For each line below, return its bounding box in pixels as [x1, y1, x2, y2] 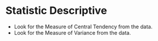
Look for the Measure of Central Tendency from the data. [14, 23, 153, 30]
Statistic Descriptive [5, 4, 107, 17]
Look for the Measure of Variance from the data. [14, 29, 132, 36]
